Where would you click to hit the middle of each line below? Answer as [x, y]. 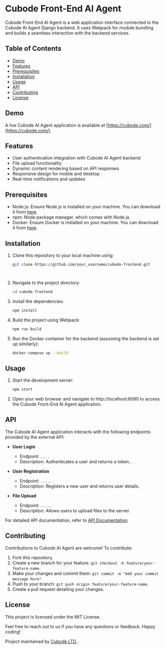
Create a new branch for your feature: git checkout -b [68, 563]
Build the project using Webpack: [46, 320]
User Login [24, 446]
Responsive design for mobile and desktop [56, 174]
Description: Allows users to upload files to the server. [75, 510]
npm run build [27, 329]
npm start [23, 390]
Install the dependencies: [38, 301]
